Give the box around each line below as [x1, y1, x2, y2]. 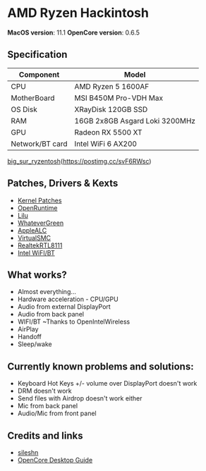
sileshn [17, 448, 39, 456]
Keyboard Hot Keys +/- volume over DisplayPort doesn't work [17, 379, 198, 388]
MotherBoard [11, 93, 55, 103]
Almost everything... [17, 288, 76, 296]
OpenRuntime [17, 203, 58, 212]
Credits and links [7, 429, 83, 441]
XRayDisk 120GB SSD [74, 104, 148, 114]
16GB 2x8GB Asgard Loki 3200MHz [74, 116, 196, 126]
